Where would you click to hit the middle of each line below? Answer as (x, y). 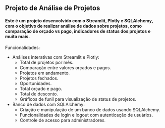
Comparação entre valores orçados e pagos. (65, 67)
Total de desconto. (39, 94)
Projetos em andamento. (45, 73)
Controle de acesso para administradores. (62, 120)
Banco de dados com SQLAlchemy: (49, 104)
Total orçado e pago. (41, 88)
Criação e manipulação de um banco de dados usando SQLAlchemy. (90, 109)
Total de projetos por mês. (47, 62)
